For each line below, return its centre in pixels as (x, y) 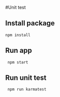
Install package (30, 23)
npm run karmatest (27, 89)
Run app (19, 51)
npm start (18, 62)
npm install (18, 35)
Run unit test (26, 78)
